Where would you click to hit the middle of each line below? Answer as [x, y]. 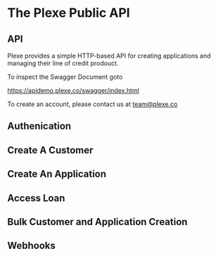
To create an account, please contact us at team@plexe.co [92, 104]
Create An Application [57, 174]
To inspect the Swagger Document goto [65, 77]
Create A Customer [50, 150]
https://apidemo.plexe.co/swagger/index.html [73, 90]
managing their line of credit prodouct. [63, 63]
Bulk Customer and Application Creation [97, 222]
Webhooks [32, 246]
